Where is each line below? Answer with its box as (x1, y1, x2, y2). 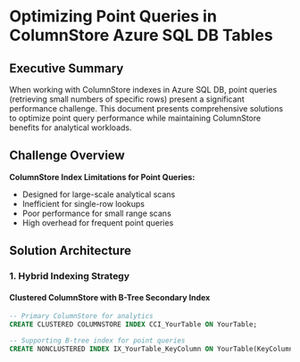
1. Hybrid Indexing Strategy (9, 270, 130, 283)
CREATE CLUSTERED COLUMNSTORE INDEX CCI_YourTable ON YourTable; (9, 320, 257, 329)
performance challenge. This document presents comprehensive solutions (9, 103, 284, 113)
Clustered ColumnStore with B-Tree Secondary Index (9, 292, 211, 302)
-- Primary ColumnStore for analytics (9, 312, 154, 321)
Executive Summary (9, 61, 124, 76)
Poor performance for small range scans (21, 208, 171, 218)
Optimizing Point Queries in (9, 6, 217, 27)
